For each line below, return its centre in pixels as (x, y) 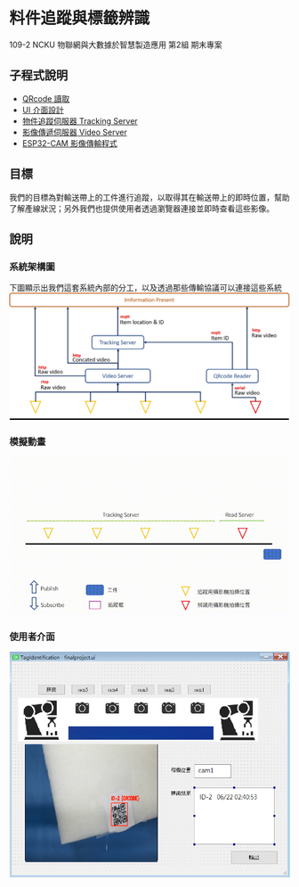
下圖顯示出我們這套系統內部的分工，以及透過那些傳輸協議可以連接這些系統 (145, 288)
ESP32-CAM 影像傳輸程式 (69, 143)
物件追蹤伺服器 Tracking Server (80, 120)
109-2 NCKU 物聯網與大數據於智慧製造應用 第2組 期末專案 (116, 45)
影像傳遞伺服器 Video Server (74, 132)
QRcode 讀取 (46, 98)
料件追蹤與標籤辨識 (80, 18)
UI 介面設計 (43, 110)
